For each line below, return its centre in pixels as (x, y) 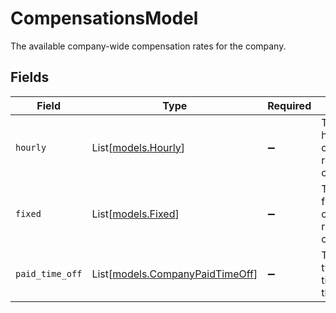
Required (289, 105)
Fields (30, 77)
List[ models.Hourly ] (138, 147)
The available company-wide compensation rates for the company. (148, 46)
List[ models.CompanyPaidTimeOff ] (174, 274)
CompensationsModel (104, 18)
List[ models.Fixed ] (135, 214)
